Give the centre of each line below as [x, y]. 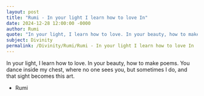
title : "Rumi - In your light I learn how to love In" [77, 18]
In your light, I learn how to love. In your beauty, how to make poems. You [98, 63]
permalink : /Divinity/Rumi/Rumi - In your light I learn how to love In [100, 46]
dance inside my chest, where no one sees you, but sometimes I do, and [97, 69]
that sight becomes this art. [40, 76]
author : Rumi [23, 29]
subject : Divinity [29, 40]
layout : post [23, 12]
